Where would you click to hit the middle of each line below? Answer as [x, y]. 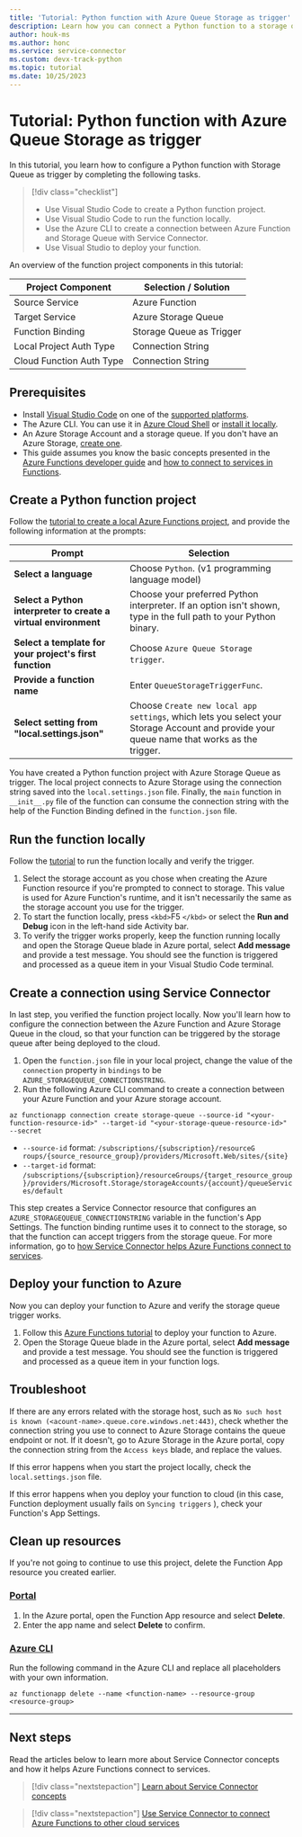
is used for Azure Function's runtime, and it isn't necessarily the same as [157, 898]
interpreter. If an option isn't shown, [205, 605]
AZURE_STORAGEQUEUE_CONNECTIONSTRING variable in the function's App [136, 1217]
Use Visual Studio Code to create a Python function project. [155, 209]
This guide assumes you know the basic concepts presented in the [146, 453]
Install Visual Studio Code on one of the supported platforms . [135, 414]
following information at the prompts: [78, 531]
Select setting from [56, 722]
